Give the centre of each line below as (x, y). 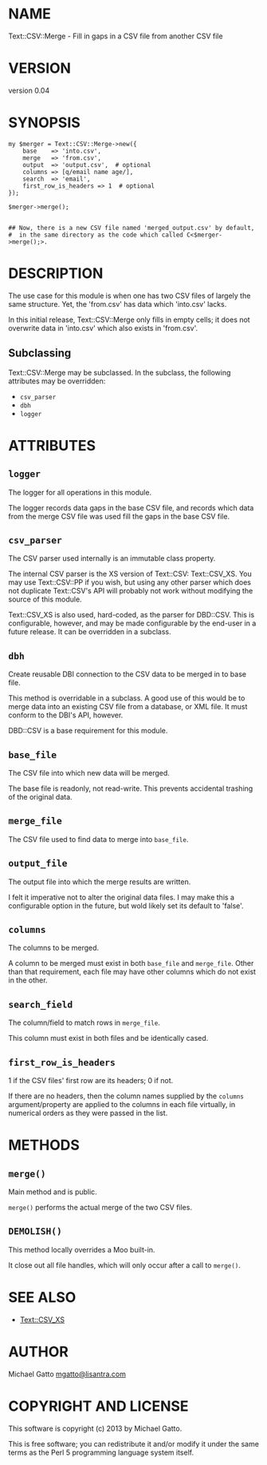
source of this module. (45, 599)
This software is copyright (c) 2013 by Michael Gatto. (95, 1428)
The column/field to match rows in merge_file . (84, 1022)
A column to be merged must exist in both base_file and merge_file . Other (131, 963)
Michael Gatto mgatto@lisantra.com (67, 1374)
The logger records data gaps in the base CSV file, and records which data (131, 507)
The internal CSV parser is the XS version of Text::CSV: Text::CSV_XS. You (130, 574)
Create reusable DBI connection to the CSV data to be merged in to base (128, 674)
